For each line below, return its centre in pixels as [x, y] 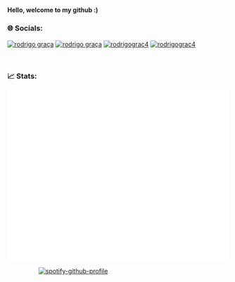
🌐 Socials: [25, 28]
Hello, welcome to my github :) [53, 10]
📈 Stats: [22, 76]
